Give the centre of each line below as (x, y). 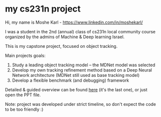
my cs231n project (43, 9)
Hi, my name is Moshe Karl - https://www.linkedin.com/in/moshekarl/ (74, 22)
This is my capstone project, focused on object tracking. (61, 46)
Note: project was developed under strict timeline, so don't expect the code (80, 104)
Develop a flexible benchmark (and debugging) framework (71, 80)
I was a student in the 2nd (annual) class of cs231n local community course (80, 31)
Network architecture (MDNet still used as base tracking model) (76, 75)
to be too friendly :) (24, 109)
